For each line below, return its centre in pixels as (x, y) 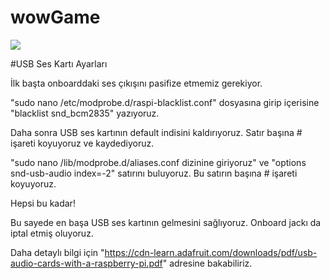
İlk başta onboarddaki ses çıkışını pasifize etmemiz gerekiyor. (136, 83)
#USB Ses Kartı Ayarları (59, 63)
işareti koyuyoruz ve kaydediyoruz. (82, 143)
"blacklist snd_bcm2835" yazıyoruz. (85, 113)
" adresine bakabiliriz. (207, 263)
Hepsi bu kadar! (43, 203)
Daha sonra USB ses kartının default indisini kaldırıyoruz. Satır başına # (156, 132)
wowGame (55, 17)
